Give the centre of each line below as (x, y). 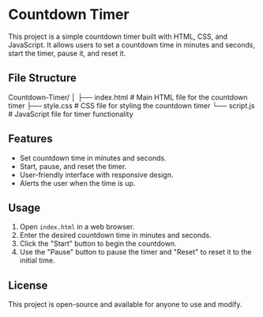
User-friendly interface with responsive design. (96, 175)
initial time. (37, 260)
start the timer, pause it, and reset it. (67, 53)
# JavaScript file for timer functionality (71, 114)
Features (30, 139)
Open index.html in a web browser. (77, 227)
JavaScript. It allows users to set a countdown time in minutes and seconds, (132, 44)
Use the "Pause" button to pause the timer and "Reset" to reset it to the (135, 252)
